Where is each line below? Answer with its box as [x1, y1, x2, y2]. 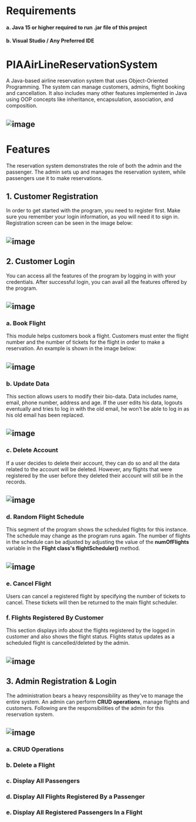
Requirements [6, 4, 76, 18]
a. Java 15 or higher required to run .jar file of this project [6, 23, 147, 31]
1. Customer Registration [6, 192, 99, 202]
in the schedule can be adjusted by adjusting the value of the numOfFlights [6, 539, 190, 546]
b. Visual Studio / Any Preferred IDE [6, 37, 94, 45]
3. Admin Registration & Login [6, 676, 117, 686]
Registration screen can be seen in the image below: [6, 219, 133, 226]
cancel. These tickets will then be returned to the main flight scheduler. [6, 599, 178, 606]
